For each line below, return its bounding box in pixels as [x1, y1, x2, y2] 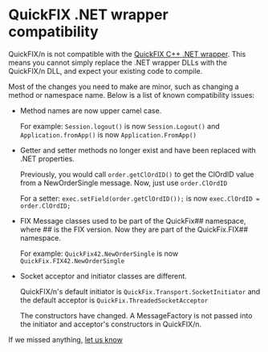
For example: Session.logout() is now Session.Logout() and [19, 121, 221, 131]
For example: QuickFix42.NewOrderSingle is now [19, 249, 179, 258]
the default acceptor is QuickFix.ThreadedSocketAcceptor [19, 295, 209, 305]
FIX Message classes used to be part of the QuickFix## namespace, [19, 216, 246, 225]
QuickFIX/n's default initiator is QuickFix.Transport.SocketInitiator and [19, 286, 261, 296]
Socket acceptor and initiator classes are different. [19, 271, 187, 281]
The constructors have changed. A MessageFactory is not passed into [19, 310, 253, 320]
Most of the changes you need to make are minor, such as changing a [8, 82, 239, 91]
